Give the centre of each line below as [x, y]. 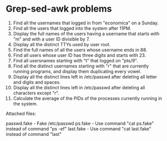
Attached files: [21, 113]
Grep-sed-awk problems [59, 9]
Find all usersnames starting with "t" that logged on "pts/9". [76, 60]
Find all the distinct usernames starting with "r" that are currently [81, 66]
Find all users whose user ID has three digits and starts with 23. [79, 55]
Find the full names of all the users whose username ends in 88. [80, 50]
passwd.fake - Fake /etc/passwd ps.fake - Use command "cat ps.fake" [80, 123]
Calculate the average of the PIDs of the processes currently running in [88, 98]
